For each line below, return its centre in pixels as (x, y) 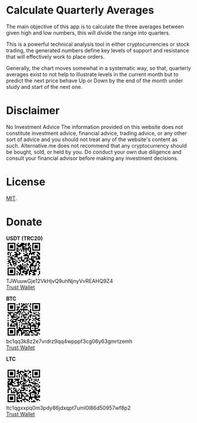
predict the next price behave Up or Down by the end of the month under (95, 81)
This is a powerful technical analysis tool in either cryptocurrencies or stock (98, 44)
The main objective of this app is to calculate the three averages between (95, 26)
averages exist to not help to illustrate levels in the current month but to (92, 74)
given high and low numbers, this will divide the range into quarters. (88, 32)
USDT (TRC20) (24, 238)
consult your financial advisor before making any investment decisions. (92, 158)
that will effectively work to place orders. (55, 56)
